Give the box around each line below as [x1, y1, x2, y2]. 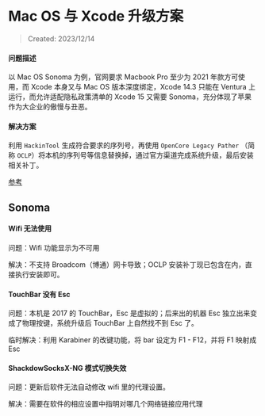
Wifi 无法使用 [8, 223, 52, 234]
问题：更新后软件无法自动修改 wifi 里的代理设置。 [8, 382, 171, 392]
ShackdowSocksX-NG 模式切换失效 [8, 363, 127, 372]
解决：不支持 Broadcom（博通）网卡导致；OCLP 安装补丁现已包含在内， [8, 259, 246, 269]
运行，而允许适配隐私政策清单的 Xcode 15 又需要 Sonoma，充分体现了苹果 [8, 92, 252, 101]
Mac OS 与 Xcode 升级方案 [8, 7, 184, 25]
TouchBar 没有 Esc [8, 289, 71, 299]
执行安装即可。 [14, 269, 64, 279]
